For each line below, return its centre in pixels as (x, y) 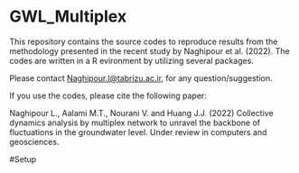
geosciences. (34, 141)
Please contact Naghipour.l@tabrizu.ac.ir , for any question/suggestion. (141, 77)
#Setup (23, 159)
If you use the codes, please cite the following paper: (108, 96)
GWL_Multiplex (68, 17)
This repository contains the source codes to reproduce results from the (144, 41)
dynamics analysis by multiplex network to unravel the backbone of (135, 123)
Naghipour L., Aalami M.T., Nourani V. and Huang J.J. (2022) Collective (141, 113)
